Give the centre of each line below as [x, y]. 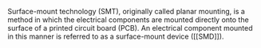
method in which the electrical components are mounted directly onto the [128, 20]
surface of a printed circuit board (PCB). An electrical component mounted [130, 28]
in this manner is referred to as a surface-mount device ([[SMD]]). [116, 36]
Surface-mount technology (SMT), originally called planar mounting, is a [126, 11]
